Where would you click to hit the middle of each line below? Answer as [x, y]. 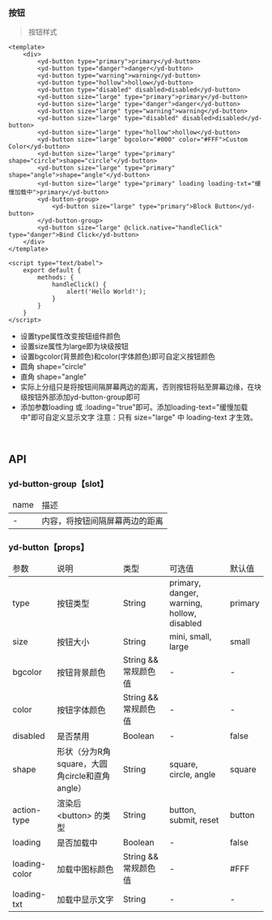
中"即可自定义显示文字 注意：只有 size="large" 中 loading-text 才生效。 [138, 417]
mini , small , [190, 637]
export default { [52, 271]
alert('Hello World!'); [106, 292]
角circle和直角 [83, 776]
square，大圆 [82, 764]
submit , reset [194, 820]
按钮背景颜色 [81, 673]
